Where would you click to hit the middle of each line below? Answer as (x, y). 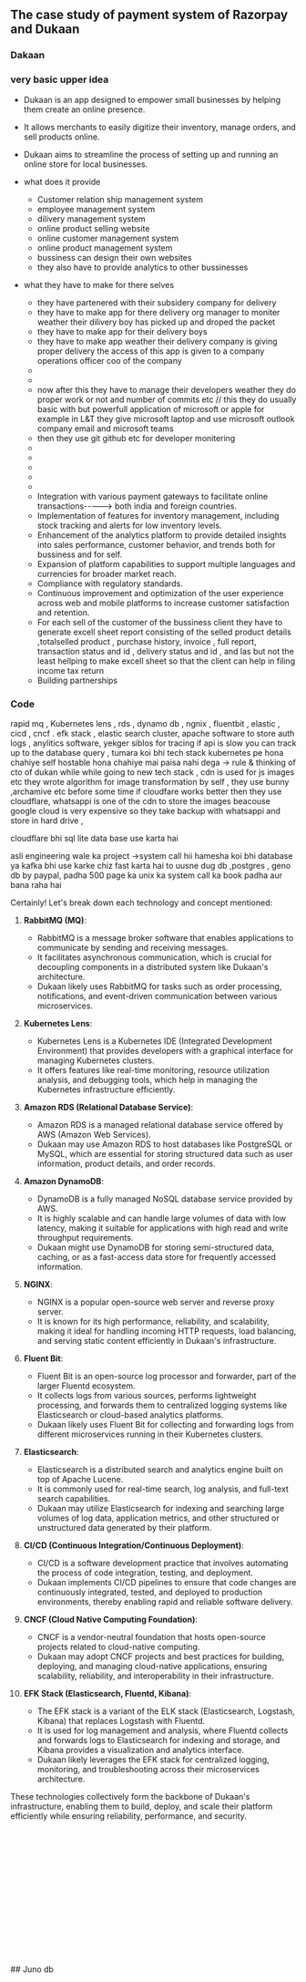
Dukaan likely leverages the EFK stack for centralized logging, (153, 1760)
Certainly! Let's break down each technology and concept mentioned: (142, 903)
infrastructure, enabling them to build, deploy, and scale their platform (142, 1806)
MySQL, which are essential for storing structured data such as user (165, 1153)
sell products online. (61, 137)
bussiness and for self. (80, 554)
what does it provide (62, 181)
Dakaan (27, 56)
